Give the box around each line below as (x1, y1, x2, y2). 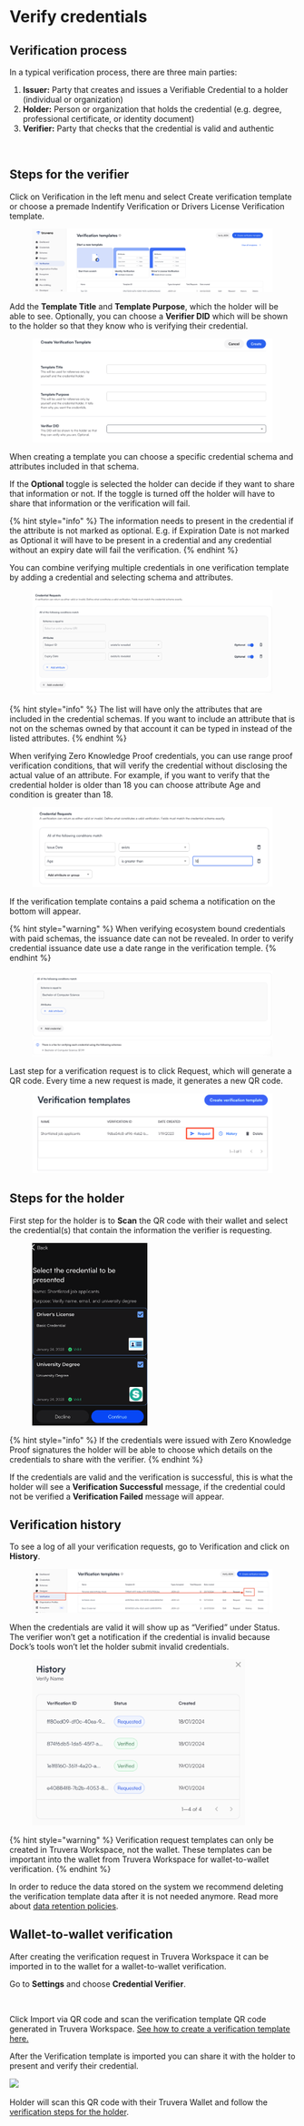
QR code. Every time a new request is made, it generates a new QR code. (9, 1076, 283, 1087)
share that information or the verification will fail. (9, 498, 191, 509)
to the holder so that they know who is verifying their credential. (9, 320, 249, 331)
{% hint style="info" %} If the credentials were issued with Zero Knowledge (9, 1434, 292, 1445)
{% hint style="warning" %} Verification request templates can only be (9, 1834, 274, 1845)
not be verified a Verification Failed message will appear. (9, 1491, 225, 1502)
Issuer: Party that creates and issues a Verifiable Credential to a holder (22, 85, 289, 95)
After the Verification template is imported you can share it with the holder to (9, 2050, 296, 2061)
